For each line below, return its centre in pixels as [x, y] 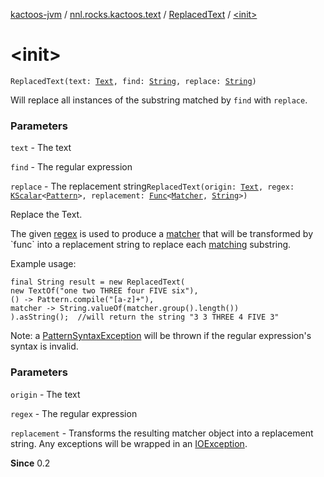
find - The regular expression [71, 167]
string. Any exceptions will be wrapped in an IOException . [129, 443]
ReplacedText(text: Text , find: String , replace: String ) [133, 81]
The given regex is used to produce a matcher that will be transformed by [161, 234]
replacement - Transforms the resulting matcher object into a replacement [162, 433]
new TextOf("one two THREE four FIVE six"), [104, 291]
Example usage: [43, 264]
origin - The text [45, 394]
